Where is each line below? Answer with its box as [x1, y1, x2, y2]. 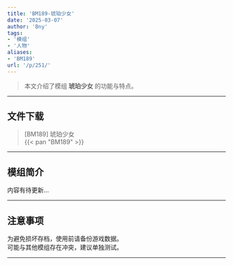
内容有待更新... [7, 186, 50, 194]
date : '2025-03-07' [7, 17, 64, 24]
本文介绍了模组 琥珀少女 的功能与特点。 [24, 81, 137, 90]
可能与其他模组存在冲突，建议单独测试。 [7, 243, 123, 252]
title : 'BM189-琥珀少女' [7, 10, 75, 17]
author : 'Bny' [7, 23, 49, 30]
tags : [7, 29, 23, 37]
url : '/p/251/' [7, 62, 51, 69]
